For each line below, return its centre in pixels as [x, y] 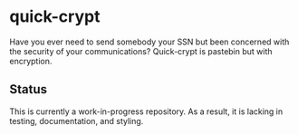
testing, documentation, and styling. [77, 121]
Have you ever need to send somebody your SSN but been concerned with [149, 42]
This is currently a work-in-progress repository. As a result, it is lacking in [146, 111]
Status [29, 89]
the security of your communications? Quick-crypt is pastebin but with [141, 51]
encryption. [31, 61]
